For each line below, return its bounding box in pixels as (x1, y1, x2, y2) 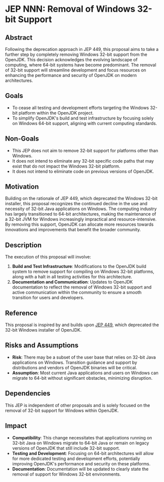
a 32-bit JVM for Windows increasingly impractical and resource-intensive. (5, 217, 157, 222)
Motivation (5, 183, 39, 191)
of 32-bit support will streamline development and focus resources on (5, 67, 146, 73)
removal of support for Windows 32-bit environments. (12, 471, 121, 477)
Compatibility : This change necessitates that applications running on (12, 434, 152, 440)
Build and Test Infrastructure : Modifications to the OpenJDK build (12, 264, 146, 269)
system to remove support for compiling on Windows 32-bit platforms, (12, 268, 155, 275)
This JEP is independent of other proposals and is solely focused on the (5, 402, 150, 408)
